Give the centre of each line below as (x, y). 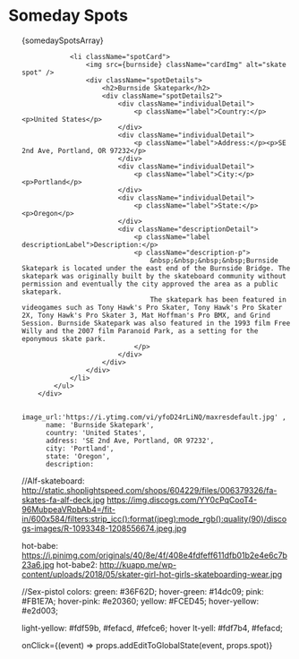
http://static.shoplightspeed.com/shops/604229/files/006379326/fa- (149, 490)
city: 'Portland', (80, 449)
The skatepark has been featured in (218, 300)
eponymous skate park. (64, 338)
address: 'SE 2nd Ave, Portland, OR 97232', (130, 441)
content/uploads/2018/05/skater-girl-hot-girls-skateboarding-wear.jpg (152, 574)
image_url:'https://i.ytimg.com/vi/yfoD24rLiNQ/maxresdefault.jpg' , (154, 417)
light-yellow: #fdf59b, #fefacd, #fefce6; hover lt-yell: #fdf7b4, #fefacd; (152, 628)
